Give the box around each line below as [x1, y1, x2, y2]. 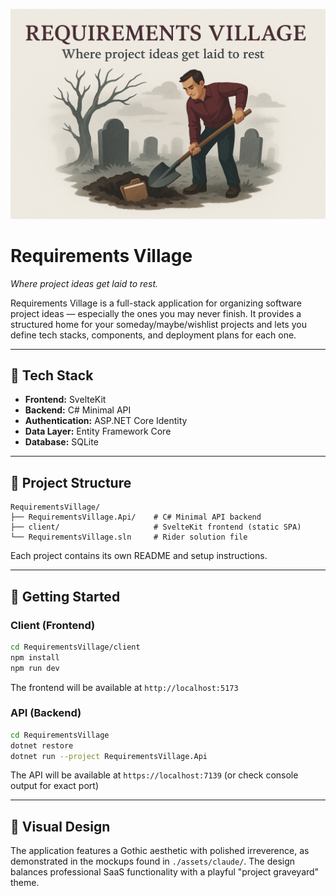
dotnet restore [10, 740, 74, 751]
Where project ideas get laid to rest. [10, 277, 159, 289]
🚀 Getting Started [10, 588, 121, 605]
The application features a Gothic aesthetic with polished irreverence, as [10, 845, 310, 857]
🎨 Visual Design [10, 818, 111, 835]
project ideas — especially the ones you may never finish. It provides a [10, 307, 302, 319]
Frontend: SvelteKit [24, 394, 107, 406]
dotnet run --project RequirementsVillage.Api [10, 751, 208, 761]
